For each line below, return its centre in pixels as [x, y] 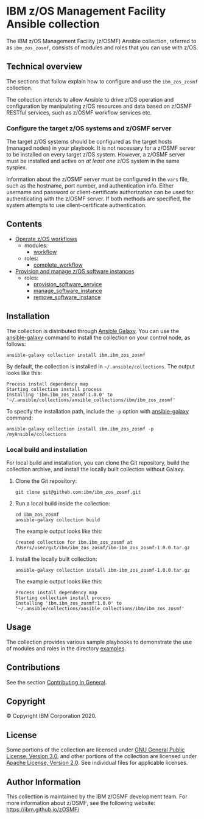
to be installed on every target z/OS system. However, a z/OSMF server [96, 155]
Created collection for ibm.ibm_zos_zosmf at [74, 542]
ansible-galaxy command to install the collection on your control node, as [98, 337]
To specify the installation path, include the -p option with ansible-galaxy [98, 411]
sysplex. [17, 167]
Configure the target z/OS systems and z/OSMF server [89, 128]
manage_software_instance [68, 290]
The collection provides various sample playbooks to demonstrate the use [99, 642]
